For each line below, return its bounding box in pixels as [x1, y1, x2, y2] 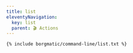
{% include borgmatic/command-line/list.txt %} [6, 41, 128, 47]
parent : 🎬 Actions [11, 25, 59, 31]
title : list [6, 8, 36, 15]
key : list [11, 19, 36, 25]
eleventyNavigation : [6, 14, 58, 20]
